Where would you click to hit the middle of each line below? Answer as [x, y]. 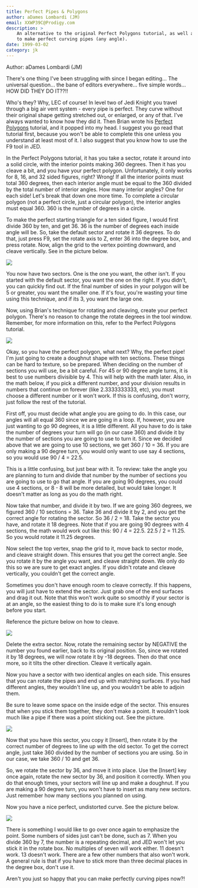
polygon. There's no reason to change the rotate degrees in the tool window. [99, 317]
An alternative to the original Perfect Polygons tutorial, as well [103, 34]
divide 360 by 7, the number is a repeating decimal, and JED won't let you [95, 842]
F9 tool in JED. [24, 146]
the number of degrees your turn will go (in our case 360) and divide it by [95, 432]
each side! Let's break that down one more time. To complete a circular [93, 195]
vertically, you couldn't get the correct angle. [61, 573]
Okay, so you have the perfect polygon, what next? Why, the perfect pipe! [95, 351]
